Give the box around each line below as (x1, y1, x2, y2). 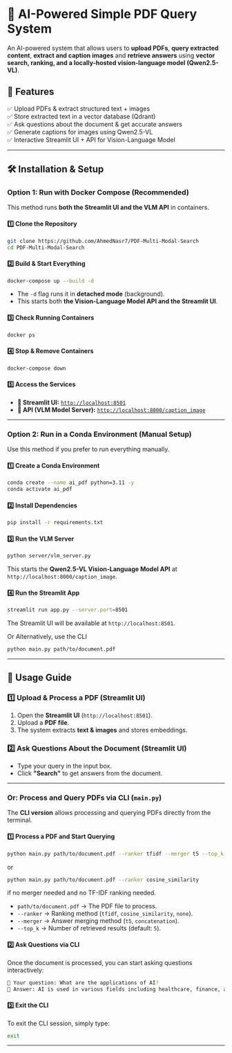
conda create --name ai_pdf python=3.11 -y (7, 479, 135, 487)
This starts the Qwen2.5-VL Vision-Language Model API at (7, 565, 177, 573)
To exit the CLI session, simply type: (7, 1019, 110, 1027)
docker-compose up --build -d (7, 277, 95, 285)
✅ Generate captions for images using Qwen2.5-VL (7, 127, 153, 136)
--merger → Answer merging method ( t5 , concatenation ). (17, 917, 180, 925)
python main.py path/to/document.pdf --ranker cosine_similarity (7, 876, 199, 883)
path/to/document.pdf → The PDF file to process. (17, 902, 157, 910)
